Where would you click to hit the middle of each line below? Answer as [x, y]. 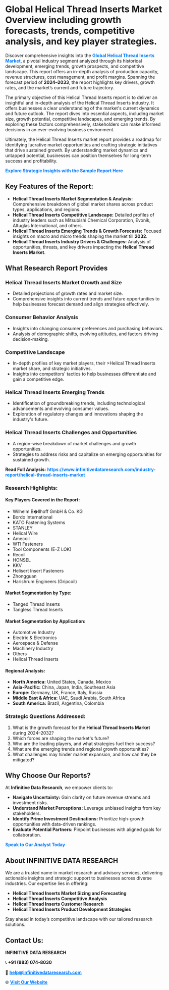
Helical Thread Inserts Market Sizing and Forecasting [70, 893]
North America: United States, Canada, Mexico [62, 682]
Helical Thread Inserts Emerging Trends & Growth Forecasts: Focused [87, 231]
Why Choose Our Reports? [48, 776]
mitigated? [23, 760]
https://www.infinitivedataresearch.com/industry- [101, 469]
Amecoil [21, 538]
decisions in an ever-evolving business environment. [60, 129]
